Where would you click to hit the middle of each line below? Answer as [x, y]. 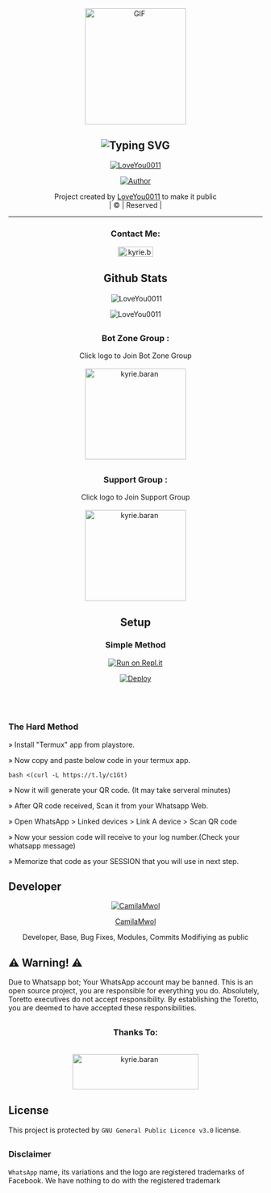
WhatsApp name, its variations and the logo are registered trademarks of [127, 1172]
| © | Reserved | [135, 204]
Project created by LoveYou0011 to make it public [135, 196]
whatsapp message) [42, 845]
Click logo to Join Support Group [135, 497]
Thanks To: [135, 1032]
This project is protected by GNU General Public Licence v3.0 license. [125, 1130]
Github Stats [135, 278]
